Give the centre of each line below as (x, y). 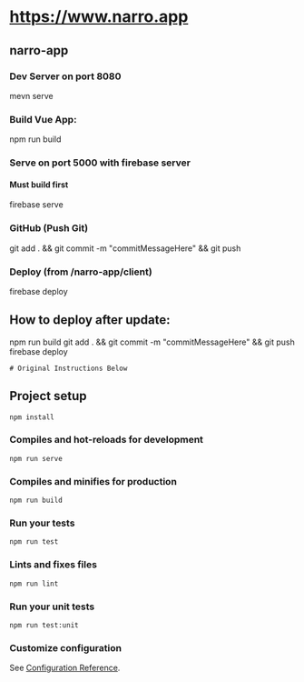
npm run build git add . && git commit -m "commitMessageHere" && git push (152, 342)
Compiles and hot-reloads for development (107, 440)
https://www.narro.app (99, 17)
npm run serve (36, 458)
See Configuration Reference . (65, 668)
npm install (32, 417)
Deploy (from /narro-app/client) (81, 272)
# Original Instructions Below (69, 368)
